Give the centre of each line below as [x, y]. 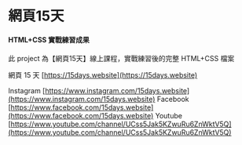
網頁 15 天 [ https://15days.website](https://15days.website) [103, 75]
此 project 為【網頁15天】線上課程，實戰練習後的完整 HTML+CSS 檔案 [121, 59]
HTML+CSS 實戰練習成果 [49, 39]
